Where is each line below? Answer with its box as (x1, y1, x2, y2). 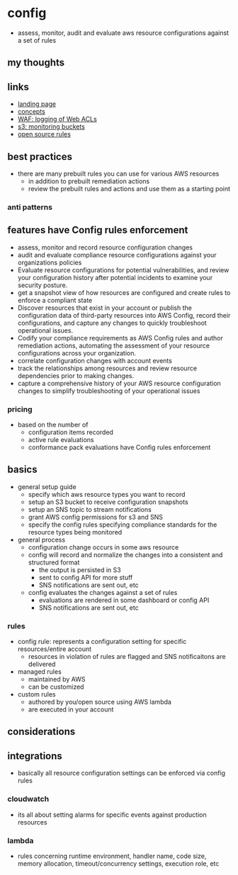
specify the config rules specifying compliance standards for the (28, 520, 217, 529)
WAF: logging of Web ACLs (17, 115, 97, 124)
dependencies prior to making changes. (17, 371, 135, 380)
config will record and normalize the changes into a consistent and (28, 550, 223, 559)
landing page (17, 100, 57, 108)
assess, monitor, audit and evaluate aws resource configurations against (17, 28, 229, 37)
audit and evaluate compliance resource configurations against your (17, 250, 217, 259)
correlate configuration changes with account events (17, 356, 172, 365)
